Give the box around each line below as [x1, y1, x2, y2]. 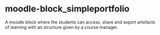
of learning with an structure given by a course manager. [5, 24, 118, 30]
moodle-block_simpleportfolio [5, 3, 130, 14]
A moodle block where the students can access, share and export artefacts [5, 19, 156, 25]
